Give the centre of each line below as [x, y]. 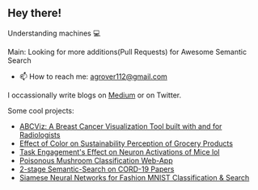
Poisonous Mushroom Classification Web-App [96, 160]
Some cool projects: [41, 110]
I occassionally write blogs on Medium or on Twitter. [95, 95]
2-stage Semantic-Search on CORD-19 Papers [97, 169]
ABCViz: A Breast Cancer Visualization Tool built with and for [121, 126]
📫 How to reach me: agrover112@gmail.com [93, 76]
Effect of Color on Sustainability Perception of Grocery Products [126, 143]
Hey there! [35, 13]
